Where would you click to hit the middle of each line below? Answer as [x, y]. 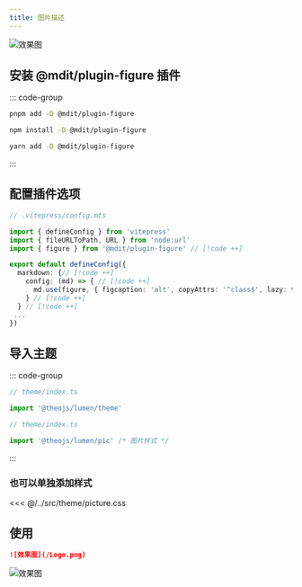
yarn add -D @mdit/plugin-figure [72, 147]
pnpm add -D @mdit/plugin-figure [72, 114]
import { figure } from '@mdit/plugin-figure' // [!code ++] [126, 248]
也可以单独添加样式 [51, 483]
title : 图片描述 [37, 18]
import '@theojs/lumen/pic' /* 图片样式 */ [89, 440]
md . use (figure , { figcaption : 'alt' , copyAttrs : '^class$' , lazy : [160, 289]
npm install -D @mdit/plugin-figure [78, 130]
